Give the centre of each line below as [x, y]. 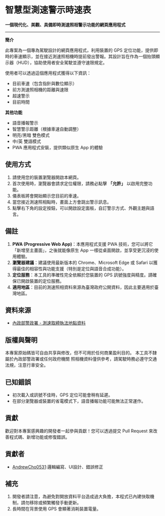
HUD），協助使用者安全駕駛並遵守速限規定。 [62, 63]
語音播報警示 [25, 123]
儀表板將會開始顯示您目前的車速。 [47, 195]
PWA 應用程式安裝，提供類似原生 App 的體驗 [57, 147]
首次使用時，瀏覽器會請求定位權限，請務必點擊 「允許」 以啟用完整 [80, 183]
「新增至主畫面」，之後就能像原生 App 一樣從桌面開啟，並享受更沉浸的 [83, 250]
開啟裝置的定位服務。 [42, 281]
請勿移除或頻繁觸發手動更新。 [51, 503]
